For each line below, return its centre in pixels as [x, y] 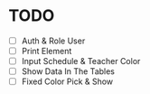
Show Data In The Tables [68, 71]
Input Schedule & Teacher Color [81, 61]
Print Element [47, 51]
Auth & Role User [53, 41]
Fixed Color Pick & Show [67, 81]
